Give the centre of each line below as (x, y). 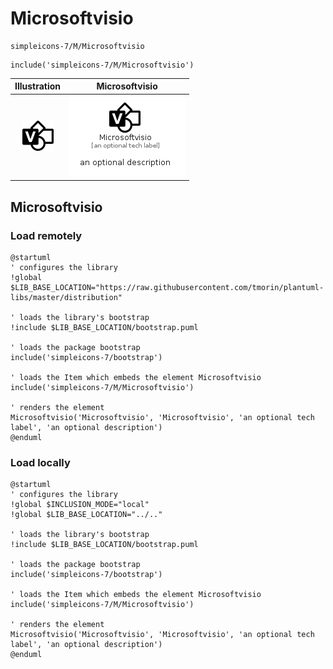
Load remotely (46, 235)
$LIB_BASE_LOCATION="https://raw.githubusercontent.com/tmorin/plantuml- (167, 287)
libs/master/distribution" (66, 297)
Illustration (38, 86)
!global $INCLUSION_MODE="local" (80, 505)
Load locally (40, 462)
